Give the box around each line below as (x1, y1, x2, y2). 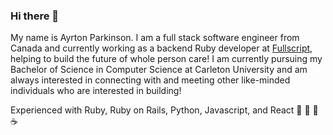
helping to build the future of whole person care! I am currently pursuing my (10, 53, 323, 65)
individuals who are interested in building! (10, 85, 182, 97)
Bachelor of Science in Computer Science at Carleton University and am (10, 64, 308, 76)
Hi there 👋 (10, 9, 60, 23)
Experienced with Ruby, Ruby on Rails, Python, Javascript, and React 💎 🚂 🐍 (10, 104, 319, 116)
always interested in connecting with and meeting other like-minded (10, 74, 291, 86)
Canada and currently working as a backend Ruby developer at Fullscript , (10, 42, 313, 54)
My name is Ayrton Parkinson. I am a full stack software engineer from (10, 32, 300, 44)
